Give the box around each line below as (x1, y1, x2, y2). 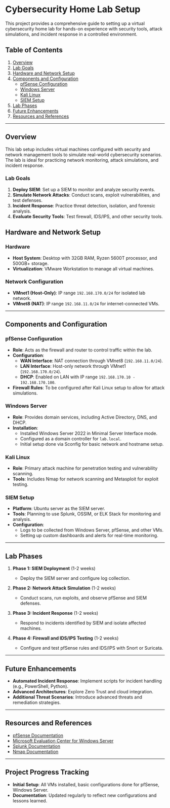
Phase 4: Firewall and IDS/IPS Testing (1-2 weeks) (12, 635, 119, 641)
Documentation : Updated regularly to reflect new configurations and (12, 792, 157, 798)
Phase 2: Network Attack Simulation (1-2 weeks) (12, 585, 116, 591)
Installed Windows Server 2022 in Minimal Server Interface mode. (20, 430, 158, 436)
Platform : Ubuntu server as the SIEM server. (12, 506, 105, 512)
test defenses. (12, 197, 43, 203)
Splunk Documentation (12, 743, 61, 749)
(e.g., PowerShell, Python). (12, 683, 69, 689)
